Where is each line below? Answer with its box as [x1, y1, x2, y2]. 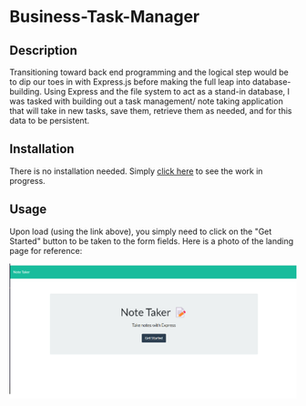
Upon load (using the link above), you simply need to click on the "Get [9, 226, 272, 237]
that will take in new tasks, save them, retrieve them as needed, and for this [9, 106, 292, 116]
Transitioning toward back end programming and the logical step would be [9, 66, 289, 77]
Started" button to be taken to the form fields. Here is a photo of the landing [9, 235, 294, 247]
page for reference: [9, 245, 83, 256]
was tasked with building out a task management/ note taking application [9, 96, 284, 107]
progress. [9, 175, 46, 186]
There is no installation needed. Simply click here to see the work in [9, 166, 263, 177]
